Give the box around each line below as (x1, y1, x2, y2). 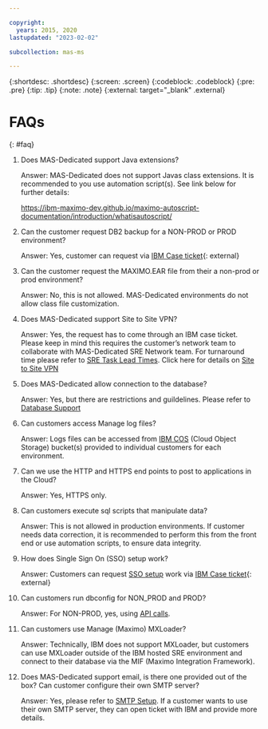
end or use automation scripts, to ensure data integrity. (20, 538, 202, 548)
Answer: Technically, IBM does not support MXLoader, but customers (20, 640, 250, 649)
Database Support (20, 403, 81, 413)
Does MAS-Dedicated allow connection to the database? (20, 379, 207, 389)
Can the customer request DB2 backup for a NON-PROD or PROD (20, 227, 237, 236)
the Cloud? (20, 475, 57, 485)
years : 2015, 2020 (16, 26, 78, 34)
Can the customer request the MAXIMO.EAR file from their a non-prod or (20, 267, 260, 276)
